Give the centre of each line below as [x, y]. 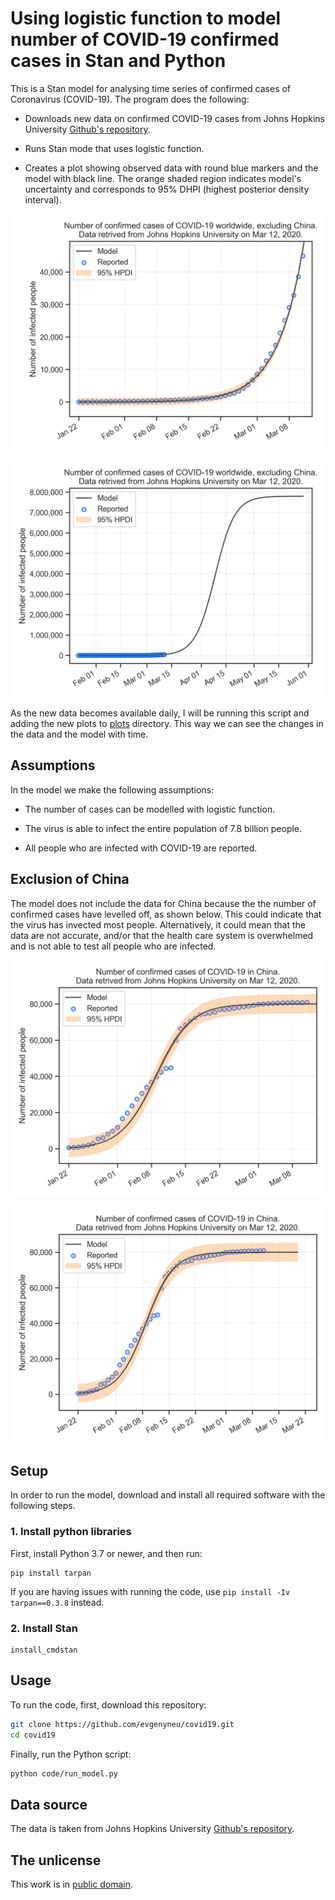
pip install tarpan [51, 1573]
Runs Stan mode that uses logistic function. [114, 148]
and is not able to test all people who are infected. [113, 946]
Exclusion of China [70, 879]
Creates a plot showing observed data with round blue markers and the [171, 168]
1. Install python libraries [71, 1532]
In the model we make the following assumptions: [112, 789]
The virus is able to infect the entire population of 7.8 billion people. [163, 828]
